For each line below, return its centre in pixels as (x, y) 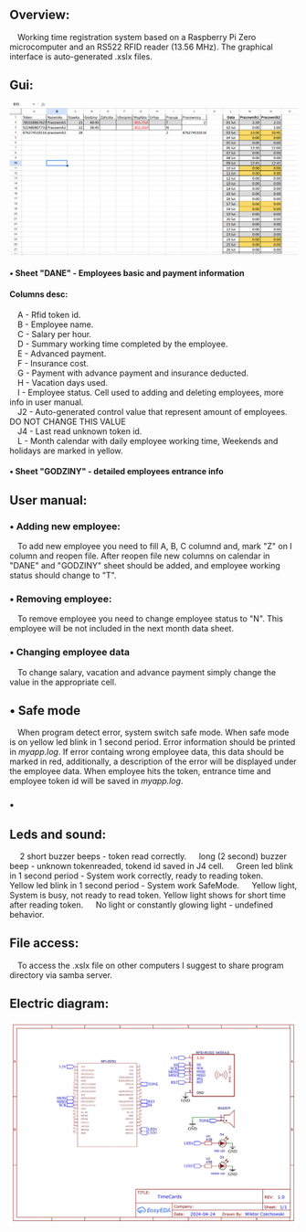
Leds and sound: (58, 834)
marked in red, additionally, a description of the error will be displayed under (153, 761)
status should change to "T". (63, 575)
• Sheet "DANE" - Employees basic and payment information (127, 273)
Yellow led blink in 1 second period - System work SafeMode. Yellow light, (153, 886)
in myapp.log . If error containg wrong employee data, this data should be (147, 752)
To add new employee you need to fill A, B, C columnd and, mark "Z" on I (155, 546)
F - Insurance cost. (53, 363)
